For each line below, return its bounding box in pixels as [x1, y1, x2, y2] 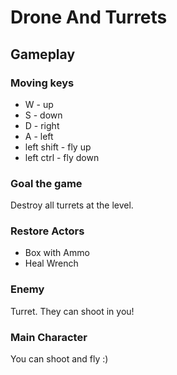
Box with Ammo [24, 247, 90, 259]
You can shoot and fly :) [10, 353, 109, 365]
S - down [24, 109, 63, 121]
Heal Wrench [24, 257, 79, 270]
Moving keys [10, 76, 75, 90]
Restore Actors [10, 224, 85, 238]
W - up [24, 98, 54, 110]
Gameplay [10, 46, 76, 63]
